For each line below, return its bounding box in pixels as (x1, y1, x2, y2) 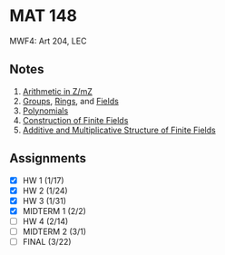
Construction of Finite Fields (22, 114, 129, 125)
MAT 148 (9, 5, 78, 26)
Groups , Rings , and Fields (22, 95, 120, 106)
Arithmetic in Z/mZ (22, 85, 93, 96)
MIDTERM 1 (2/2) (22, 205, 86, 216)
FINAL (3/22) (22, 236, 72, 247)
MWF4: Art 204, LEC (9, 35, 87, 46)
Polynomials (22, 105, 69, 116)
